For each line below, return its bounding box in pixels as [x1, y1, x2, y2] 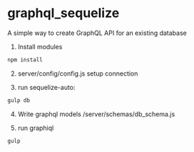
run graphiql [17, 123, 54, 132]
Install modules [17, 42, 63, 51]
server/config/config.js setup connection [17, 69, 138, 78]
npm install [7, 56, 43, 64]
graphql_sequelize [7, 5, 120, 21]
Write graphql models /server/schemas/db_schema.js [17, 109, 175, 118]
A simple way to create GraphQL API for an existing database [7, 29, 187, 37]
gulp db [7, 96, 31, 104]
